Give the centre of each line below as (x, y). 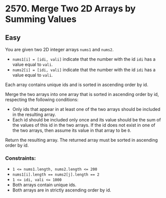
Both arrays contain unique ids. (44, 185)
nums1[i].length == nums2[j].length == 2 (56, 175)
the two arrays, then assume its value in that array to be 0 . (72, 130)
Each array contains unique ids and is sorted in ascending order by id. (77, 85)
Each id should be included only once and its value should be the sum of (86, 120)
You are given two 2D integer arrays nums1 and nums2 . (59, 49)
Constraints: (21, 158)
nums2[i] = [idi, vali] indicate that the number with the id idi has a (84, 70)
